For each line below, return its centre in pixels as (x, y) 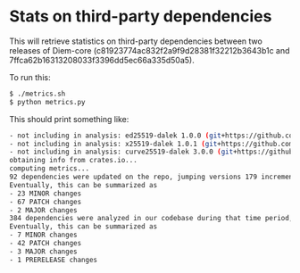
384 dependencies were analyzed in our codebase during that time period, (151, 219)
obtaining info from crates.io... (74, 161)
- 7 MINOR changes (43, 235)
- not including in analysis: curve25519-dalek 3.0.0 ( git (121, 152)
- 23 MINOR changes (46, 194)
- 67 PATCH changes (46, 202)
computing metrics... (50, 169)
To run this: (30, 77)
